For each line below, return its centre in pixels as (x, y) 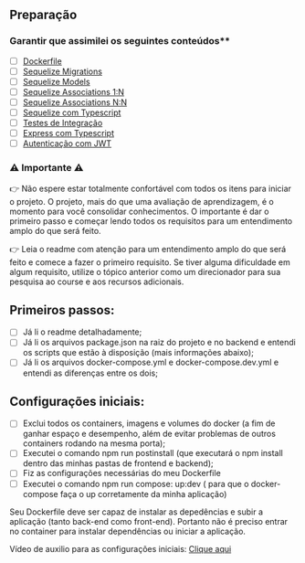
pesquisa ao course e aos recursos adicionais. (97, 281)
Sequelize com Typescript (72, 112)
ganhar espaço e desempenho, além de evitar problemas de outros (149, 434)
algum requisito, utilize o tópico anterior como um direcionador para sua (145, 271)
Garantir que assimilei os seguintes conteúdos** (120, 41)
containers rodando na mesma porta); (94, 443)
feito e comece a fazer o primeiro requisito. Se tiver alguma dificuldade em (150, 262)
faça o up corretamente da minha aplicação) (143, 494)
